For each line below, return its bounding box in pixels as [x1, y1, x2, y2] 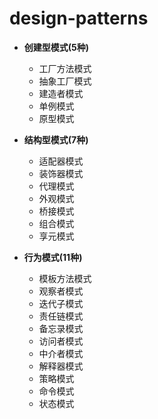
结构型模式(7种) [23, 133, 89, 146]
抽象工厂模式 [38, 75, 92, 87]
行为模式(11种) [23, 251, 83, 263]
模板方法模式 [38, 272, 92, 284]
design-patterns [9, 7, 149, 30]
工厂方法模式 [38, 62, 92, 74]
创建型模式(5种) [23, 41, 90, 53]
